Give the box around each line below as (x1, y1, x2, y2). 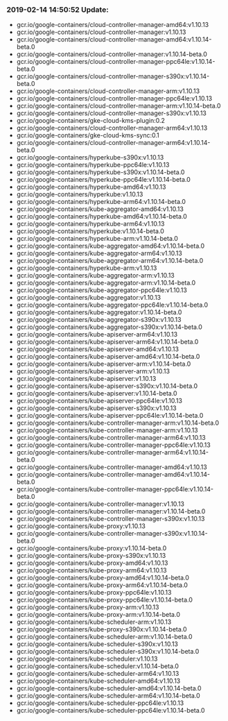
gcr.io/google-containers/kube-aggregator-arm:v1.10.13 (16, 271, 175, 280)
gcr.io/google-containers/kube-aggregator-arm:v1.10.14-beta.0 (16, 279, 196, 287)
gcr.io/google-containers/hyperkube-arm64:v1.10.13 (16, 220, 165, 228)
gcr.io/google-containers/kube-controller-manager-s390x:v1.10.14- (16, 529, 209, 538)
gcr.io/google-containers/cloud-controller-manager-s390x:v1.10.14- (16, 72, 210, 80)
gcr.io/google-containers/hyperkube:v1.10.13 (16, 190, 143, 198)
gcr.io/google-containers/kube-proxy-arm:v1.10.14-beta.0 (16, 611, 181, 619)
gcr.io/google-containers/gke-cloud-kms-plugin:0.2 (16, 117, 166, 125)
